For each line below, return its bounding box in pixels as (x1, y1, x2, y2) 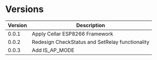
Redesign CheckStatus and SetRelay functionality (32, 38, 149, 45)
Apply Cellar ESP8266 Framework (32, 30, 113, 37)
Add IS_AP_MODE (32, 46, 74, 53)
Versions (5, 4, 44, 15)
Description (76, 22, 105, 29)
